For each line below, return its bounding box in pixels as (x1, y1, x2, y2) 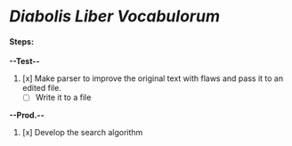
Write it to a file (35, 92, 92, 103)
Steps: (9, 36, 34, 46)
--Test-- (9, 56, 40, 67)
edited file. (21, 83, 62, 93)
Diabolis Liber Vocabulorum (9, 6, 221, 27)
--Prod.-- (9, 109, 45, 121)
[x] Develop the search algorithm (21, 127, 143, 138)
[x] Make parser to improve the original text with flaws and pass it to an (21, 73, 283, 84)
